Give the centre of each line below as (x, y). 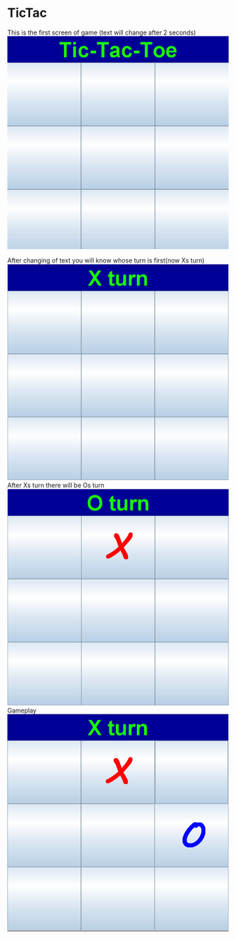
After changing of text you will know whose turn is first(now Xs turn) (106, 260)
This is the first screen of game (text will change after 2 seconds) (102, 32)
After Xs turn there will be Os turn (56, 485)
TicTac (27, 13)
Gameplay (22, 711)
